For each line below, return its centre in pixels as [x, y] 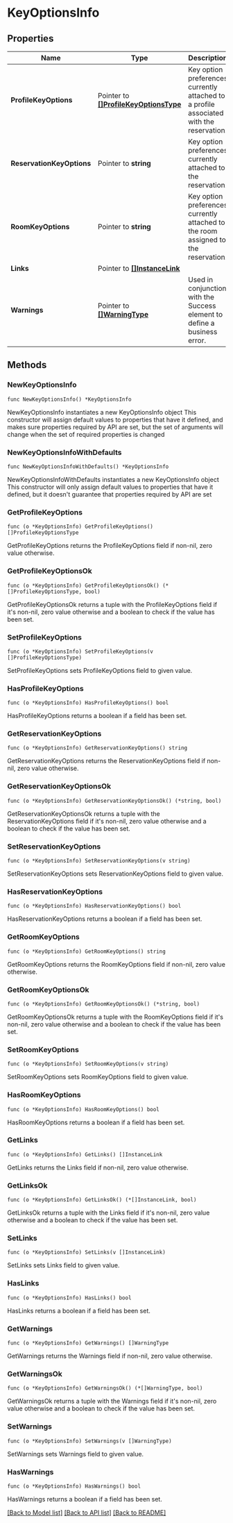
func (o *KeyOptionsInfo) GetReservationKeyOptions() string [97, 748]
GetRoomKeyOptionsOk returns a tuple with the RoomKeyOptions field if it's [115, 1017]
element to [206, 314]
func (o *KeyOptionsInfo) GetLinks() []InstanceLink [85, 1154]
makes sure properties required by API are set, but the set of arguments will [115, 427]
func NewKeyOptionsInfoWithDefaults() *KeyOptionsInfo [88, 467]
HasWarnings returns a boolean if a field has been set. [85, 1499]
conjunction [207, 288]
